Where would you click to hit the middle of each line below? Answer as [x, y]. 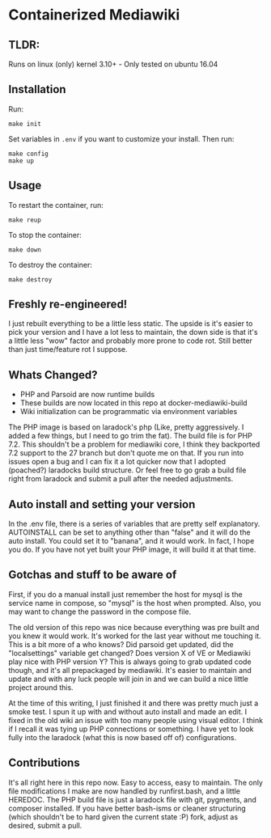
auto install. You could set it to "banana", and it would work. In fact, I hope [131, 541]
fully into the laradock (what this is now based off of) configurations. [123, 737]
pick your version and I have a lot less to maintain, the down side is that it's [133, 332]
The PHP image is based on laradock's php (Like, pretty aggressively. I [126, 427]
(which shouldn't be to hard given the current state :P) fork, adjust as [123, 817]
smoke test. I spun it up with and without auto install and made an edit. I [128, 711]
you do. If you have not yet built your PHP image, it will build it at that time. [132, 550]
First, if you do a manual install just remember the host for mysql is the [125, 594]
